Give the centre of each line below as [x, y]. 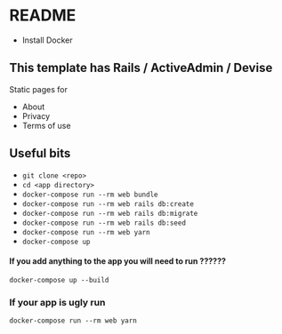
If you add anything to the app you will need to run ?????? [118, 261]
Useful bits [40, 153]
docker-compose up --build [59, 280]
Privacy [36, 115]
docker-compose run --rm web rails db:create [108, 204]
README [43, 16]
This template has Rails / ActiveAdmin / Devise [141, 68]
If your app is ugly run [57, 302]
